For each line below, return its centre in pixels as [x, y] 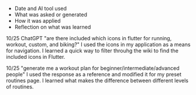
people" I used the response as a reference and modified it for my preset [94, 74]
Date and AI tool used [41, 8]
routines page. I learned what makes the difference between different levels [97, 80]
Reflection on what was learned [53, 27]
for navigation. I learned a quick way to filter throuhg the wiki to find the [92, 51]
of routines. [20, 87]
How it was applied [37, 21]
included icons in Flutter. [36, 57]
